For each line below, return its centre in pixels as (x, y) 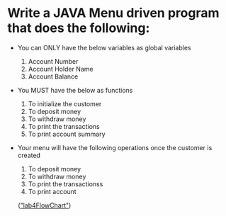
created (29, 155)
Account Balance (53, 76)
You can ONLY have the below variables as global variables (104, 47)
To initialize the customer (65, 103)
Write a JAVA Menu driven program (113, 13)
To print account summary (67, 134)
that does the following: (79, 28)
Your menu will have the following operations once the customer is (115, 147)
